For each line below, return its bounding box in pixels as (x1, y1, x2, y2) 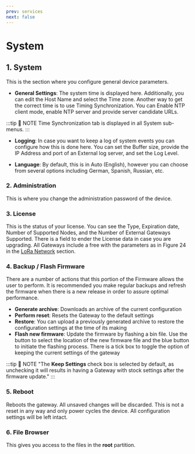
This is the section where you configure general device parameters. (6, 78, 169, 85)
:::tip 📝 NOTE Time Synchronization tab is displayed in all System (6, 120, 162, 127)
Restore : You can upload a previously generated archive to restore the (14, 318, 184, 325)
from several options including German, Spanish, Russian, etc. (14, 167, 165, 174)
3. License (6, 209, 36, 217)
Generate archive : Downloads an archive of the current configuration (14, 306, 182, 313)
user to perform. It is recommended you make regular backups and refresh (6, 282, 186, 289)
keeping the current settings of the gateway (14, 349, 120, 356)
